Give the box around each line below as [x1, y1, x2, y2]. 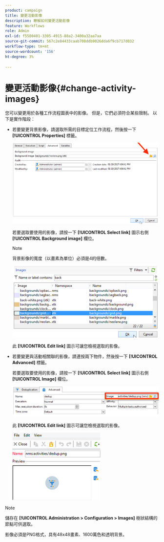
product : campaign [5, 8, 42, 13]
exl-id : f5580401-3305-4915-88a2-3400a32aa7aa [5, 34, 102, 39]
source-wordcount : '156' [5, 49, 56, 54]
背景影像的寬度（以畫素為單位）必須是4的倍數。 [12, 256, 109, 261]
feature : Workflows [5, 23, 45, 28]
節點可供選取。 [5, 521, 35, 527]
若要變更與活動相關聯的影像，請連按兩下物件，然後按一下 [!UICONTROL [12, 353, 158, 359]
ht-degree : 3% [5, 54, 34, 59]
